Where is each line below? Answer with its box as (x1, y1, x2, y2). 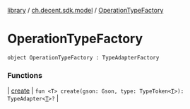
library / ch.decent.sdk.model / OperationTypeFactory (7, 6, 164, 14)
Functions (7, 70, 42, 80)
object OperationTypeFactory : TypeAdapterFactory (7, 54, 160, 61)
